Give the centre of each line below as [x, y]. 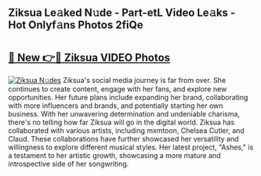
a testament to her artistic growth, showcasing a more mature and [114, 155]
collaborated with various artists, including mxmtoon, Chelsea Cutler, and [126, 131]
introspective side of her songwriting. [69, 164]
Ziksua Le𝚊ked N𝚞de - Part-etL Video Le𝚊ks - [122, 13]
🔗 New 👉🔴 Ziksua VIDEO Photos [89, 57]
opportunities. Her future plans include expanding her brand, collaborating [128, 97]
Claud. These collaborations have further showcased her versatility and [123, 139]
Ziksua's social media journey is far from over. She [144, 80]
